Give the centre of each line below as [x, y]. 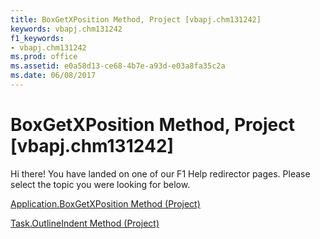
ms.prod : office [44, 57]
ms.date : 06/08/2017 [53, 76]
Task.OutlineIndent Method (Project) [85, 223]
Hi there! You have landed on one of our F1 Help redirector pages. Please [160, 173]
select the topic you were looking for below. [100, 184]
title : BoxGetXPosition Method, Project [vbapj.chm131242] [136, 19]
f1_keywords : [37, 38]
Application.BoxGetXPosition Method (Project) [105, 203]
